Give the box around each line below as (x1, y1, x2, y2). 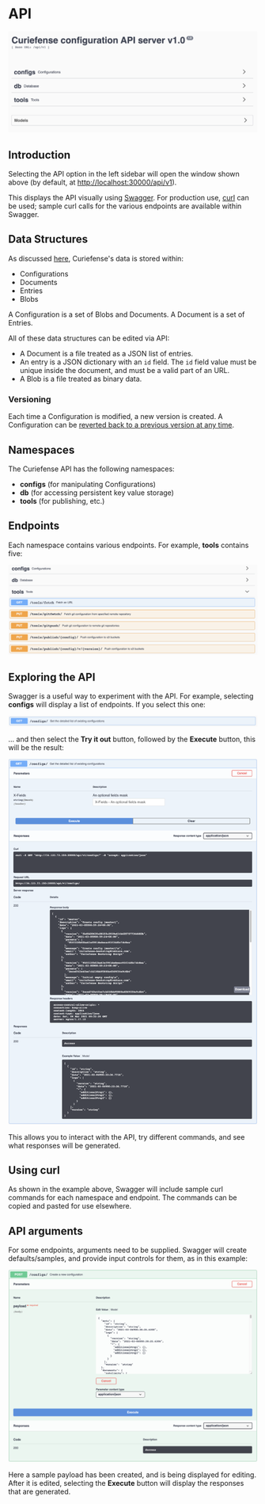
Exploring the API (8, 670, 96, 683)
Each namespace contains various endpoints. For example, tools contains (8, 540, 249, 550)
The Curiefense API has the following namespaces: (8, 464, 176, 474)
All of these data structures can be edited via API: (8, 333, 170, 343)
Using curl (8, 1163, 61, 1177)
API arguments (8, 1224, 83, 1238)
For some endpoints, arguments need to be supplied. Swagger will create (8, 1245, 248, 1255)
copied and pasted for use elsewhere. (8, 1201, 132, 1211)
